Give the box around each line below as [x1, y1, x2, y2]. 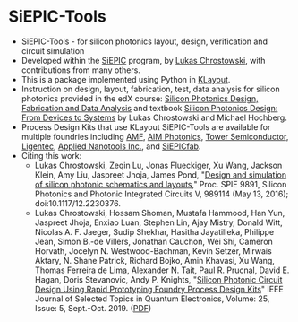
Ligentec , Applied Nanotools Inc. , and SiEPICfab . [21, 141, 201, 152]
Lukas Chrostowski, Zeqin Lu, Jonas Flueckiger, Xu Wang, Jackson [34, 160, 283, 170]
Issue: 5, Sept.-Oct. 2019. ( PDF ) [34, 302, 152, 313]
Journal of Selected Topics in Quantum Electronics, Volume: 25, [34, 293, 270, 304]
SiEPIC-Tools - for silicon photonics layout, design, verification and [21, 36, 268, 47]
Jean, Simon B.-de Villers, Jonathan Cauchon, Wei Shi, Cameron [34, 236, 274, 247]
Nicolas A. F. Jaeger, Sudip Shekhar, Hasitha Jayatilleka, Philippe [34, 226, 275, 237]
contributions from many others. [21, 65, 140, 75]
